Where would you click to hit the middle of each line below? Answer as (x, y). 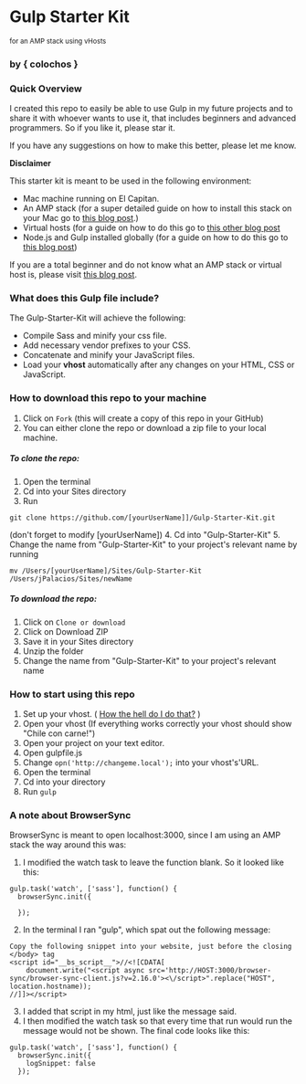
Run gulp (39, 791)
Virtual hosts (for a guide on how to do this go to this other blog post (151, 228)
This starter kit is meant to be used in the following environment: (131, 181)
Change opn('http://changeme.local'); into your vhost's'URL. (141, 762)
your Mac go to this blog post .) (80, 218)
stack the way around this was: (68, 845)
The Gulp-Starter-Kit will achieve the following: (98, 318)
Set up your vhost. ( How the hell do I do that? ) (111, 713)
